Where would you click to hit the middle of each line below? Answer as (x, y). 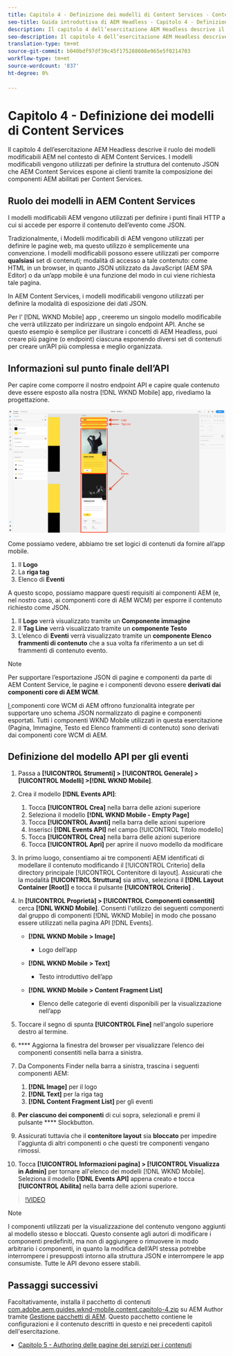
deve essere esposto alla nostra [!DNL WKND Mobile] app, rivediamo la (110, 393)
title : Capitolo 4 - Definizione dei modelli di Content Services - (109, 15)
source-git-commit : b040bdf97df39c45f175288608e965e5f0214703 (99, 51)
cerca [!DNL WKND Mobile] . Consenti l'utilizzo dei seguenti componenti (121, 908)
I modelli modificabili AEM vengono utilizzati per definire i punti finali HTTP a (116, 218)
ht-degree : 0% (28, 73)
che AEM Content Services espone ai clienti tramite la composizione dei (110, 172)
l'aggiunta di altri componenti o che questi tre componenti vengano (113, 1143)
